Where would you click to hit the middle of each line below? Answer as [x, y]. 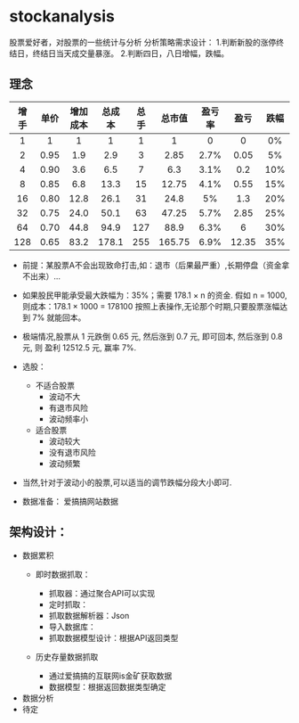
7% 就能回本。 [59, 317]
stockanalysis [62, 16]
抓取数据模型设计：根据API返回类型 [113, 637]
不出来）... [41, 276]
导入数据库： [72, 627]
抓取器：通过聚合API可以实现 [102, 593]
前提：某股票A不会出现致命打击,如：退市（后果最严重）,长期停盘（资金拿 [156, 265]
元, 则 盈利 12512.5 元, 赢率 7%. [79, 347]
